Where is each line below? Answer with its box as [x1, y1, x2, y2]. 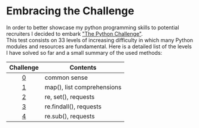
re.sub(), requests [44, 112, 95, 120]
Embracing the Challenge [6, 4, 134, 18]
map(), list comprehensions [44, 83, 122, 91]
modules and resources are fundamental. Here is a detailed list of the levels [6, 43, 192, 50]
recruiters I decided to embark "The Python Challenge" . [6, 30, 143, 37]
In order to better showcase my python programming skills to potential [6, 24, 179, 31]
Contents [69, 63, 97, 71]
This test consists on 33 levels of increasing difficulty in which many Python [6, 36, 193, 43]
